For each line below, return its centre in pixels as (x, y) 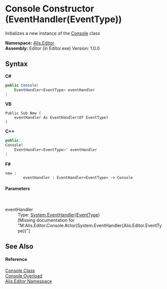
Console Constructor (50, 9)
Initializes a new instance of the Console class (53, 33)
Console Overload (24, 275)
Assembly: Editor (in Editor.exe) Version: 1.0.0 (52, 48)
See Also (19, 247)
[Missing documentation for (46, 220)
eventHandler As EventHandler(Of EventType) (61, 118)
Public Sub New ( (23, 113)
